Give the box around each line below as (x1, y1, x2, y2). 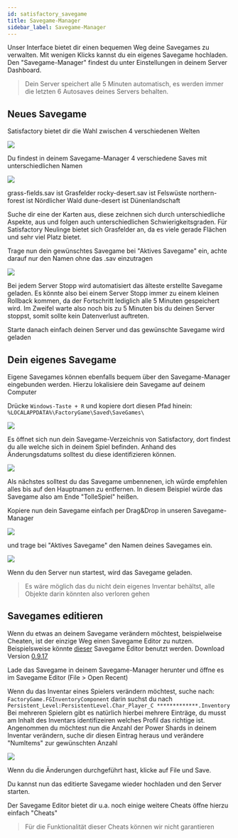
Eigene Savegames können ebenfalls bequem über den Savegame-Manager (7, 373, 231, 381)
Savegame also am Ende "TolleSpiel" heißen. (7, 492, 139, 501)
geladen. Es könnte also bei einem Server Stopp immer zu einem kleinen (7, 289, 220, 298)
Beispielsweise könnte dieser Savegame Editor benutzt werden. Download (7, 644, 225, 653)
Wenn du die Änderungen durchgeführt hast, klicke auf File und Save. (7, 765, 212, 774)
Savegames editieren (7, 610, 104, 622)
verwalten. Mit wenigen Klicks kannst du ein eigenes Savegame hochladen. (7, 51, 228, 59)
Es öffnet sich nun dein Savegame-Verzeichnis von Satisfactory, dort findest (7, 435, 231, 443)
